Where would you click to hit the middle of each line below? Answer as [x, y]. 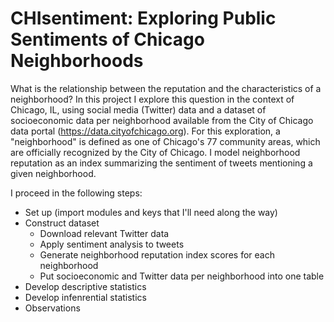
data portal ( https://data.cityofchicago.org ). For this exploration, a [145, 131]
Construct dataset [62, 223]
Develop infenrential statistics [85, 297]
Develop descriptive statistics [85, 286]
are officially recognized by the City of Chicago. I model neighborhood [155, 152]
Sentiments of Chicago [107, 39]
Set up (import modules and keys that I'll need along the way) [151, 212]
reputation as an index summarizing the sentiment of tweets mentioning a [161, 163]
